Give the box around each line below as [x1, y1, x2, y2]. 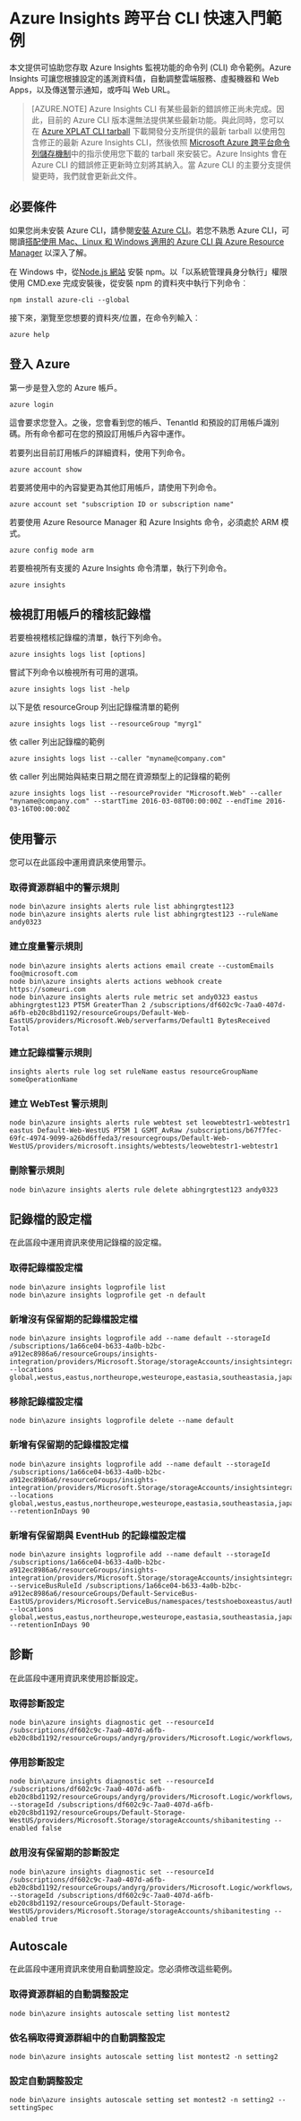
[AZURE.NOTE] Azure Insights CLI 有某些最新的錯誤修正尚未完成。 [30, 103, 277, 114]
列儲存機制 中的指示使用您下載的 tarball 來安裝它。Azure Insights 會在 [30, 148, 288, 159]
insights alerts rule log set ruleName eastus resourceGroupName [9, 1067, 258, 1076]
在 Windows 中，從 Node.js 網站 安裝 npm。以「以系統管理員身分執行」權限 [9, 266, 288, 277]
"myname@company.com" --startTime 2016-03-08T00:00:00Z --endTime [9, 797, 262, 806]
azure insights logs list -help [9, 685, 130, 694]
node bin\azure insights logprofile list [9, 1282, 167, 1291]
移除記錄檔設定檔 [9, 1395, 83, 1408]
